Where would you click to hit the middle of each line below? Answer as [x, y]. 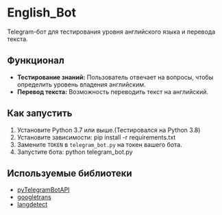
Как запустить [40, 114]
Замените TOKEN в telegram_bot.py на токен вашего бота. [100, 144]
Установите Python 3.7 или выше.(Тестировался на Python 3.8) [109, 130]
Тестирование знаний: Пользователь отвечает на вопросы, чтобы [115, 77]
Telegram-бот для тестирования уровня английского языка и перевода [111, 32]
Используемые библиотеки [70, 173]
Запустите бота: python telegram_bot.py [75, 152]
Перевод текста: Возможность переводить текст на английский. [113, 91]
